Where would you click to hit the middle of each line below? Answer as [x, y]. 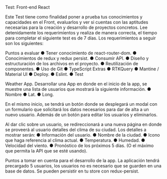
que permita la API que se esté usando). [46, 151]
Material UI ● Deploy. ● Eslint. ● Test [44, 74]
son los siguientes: [24, 43]
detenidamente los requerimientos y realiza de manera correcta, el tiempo [81, 33]
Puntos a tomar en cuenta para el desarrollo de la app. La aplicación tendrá [82, 161]
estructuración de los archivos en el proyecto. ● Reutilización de [72, 64]
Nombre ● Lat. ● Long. [29, 94]
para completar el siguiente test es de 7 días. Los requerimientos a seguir [81, 38]
